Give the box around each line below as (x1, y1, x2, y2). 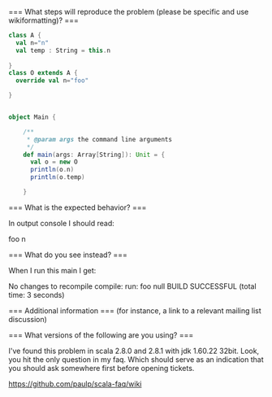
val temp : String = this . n (15, 46, 111, 55)
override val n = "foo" (15, 76, 89, 85)
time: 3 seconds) (8, 290, 65, 299)
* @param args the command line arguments (26, 135, 173, 143)
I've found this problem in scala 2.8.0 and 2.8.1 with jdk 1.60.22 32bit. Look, (8, 346, 260, 356)
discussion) (8, 314, 47, 324)
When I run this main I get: (8, 265, 97, 275)
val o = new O (29, 158, 79, 166)
